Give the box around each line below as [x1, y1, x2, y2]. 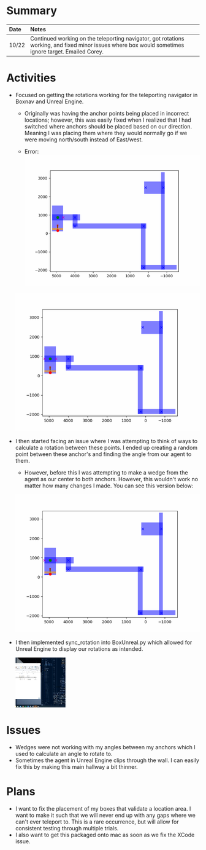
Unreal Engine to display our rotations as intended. [15, 645, 143, 652]
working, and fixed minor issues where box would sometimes [30, 41, 185, 49]
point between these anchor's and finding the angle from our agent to [15, 450, 192, 458]
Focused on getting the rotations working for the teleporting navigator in [15, 92, 198, 99]
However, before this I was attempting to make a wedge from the [24, 468, 188, 476]
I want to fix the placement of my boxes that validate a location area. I [15, 805, 191, 812]
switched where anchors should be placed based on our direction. [24, 123, 193, 130]
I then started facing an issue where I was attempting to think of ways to [15, 437, 198, 444]
